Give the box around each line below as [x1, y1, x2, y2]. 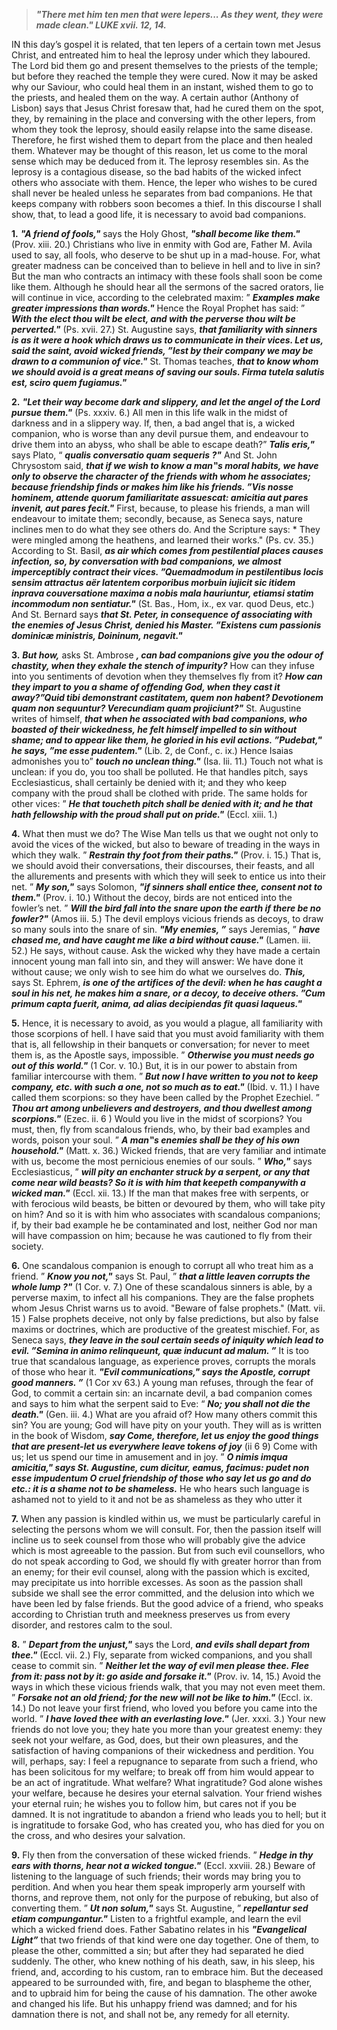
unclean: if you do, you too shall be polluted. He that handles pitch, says [11, 766, 309, 778]
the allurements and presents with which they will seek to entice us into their [11, 870, 326, 882]
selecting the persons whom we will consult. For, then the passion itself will [11, 1524, 322, 1535]
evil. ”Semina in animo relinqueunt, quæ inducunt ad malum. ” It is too [11, 1345, 309, 1356]
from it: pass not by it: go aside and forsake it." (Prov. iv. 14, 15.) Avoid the [11, 1670, 321, 1682]
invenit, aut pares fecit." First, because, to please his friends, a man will [11, 502, 311, 514]
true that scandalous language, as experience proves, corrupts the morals [11, 1355, 316, 1367]
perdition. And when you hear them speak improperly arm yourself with [11, 1881, 306, 1893]
